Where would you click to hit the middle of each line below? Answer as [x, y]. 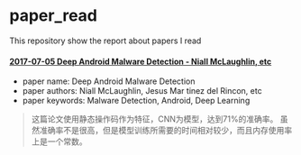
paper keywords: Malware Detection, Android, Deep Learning [136, 101]
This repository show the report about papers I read [105, 41]
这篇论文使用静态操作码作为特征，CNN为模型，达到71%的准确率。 [155, 119]
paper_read [53, 16]
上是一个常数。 [59, 141]
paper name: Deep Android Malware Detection [109, 81]
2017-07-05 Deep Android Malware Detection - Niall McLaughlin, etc [141, 61]
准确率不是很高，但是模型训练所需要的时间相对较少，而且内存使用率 [166, 131]
